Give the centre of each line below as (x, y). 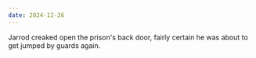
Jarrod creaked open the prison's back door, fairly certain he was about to (128, 37)
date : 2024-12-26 (36, 15)
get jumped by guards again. (54, 45)
